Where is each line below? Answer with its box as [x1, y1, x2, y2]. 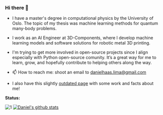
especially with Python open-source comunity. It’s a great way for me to [12, 55, 157, 60]
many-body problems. [12, 26, 57, 31]
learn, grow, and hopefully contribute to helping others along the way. [12, 60, 152, 66]
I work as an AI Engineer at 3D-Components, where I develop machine [12, 35, 153, 41]
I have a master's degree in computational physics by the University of [12, 15, 154, 21]
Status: [5, 95, 20, 101]
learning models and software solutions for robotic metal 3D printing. [12, 40, 151, 46]
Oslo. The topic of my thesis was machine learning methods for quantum [12, 20, 158, 26]
